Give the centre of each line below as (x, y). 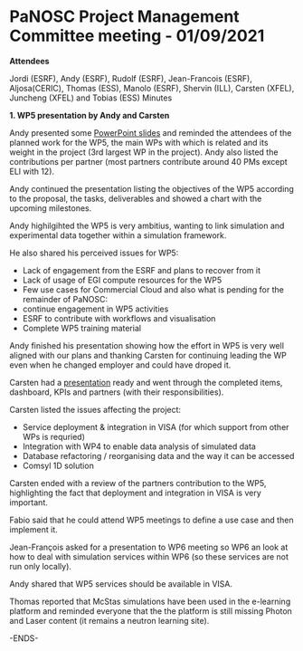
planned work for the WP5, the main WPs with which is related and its (139, 142)
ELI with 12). (32, 171)
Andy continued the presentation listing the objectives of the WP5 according (151, 188)
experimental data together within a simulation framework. (118, 235)
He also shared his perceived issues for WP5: (94, 253)
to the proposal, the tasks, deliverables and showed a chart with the (136, 198)
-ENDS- (24, 638)
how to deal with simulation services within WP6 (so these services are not (149, 556)
